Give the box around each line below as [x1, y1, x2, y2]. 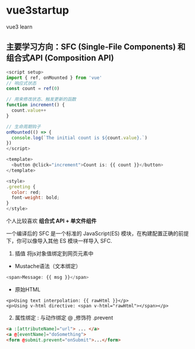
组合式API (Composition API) [6, 53, 114, 63]
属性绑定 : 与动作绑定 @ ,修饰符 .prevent [14, 314, 114, 321]
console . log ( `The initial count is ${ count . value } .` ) [11, 135, 147, 141]
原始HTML [14, 285, 40, 293]
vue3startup [6, 4, 70, 17]
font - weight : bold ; [11, 195, 60, 201]
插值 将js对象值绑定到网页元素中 [14, 250, 94, 257]
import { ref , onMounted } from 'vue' [6, 75, 102, 81]
